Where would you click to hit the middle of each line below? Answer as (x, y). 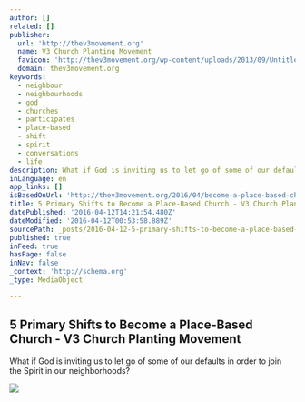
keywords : (28, 77)
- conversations (48, 153)
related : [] (32, 26)
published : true (40, 237)
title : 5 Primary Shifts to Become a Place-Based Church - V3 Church (144, 204)
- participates (46, 119)
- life (30, 161)
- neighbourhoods (50, 94)
